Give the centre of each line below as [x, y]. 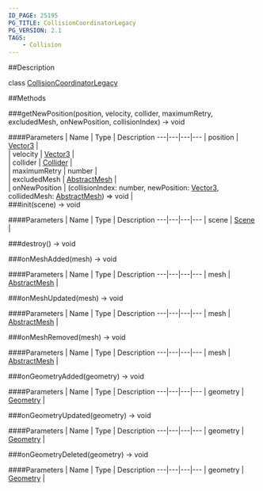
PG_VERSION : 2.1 [35, 30]
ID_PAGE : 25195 [33, 15]
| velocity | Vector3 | [42, 154]
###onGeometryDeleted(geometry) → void [78, 455]
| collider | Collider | [40, 162]
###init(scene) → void [44, 205]
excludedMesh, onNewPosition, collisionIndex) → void [97, 122]
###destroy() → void [42, 244]
